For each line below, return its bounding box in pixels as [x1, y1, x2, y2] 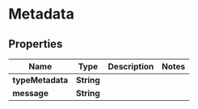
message [12, 88, 48, 99]
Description [107, 61, 154, 72]
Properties [8, 37, 63, 51]
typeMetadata [12, 74, 69, 86]
